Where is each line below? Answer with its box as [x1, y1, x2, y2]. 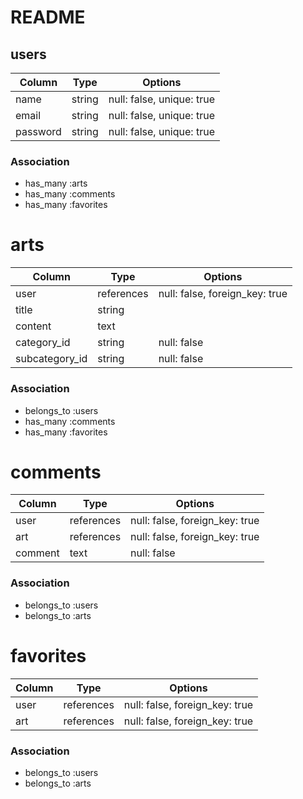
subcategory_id [15, 352, 88, 366]
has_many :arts [24, 177, 88, 190]
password [15, 125, 62, 138]
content [15, 319, 52, 333]
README [10, 6, 86, 29]
